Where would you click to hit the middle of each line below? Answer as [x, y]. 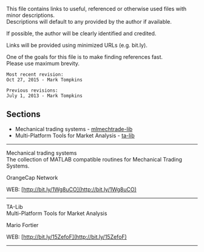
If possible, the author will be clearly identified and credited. [81, 33]
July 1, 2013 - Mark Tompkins [45, 96]
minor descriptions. [31, 15]
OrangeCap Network [32, 177]
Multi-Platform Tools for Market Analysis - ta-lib [75, 135]
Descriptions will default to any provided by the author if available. [89, 22]
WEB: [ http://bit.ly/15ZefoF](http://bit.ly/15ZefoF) [67, 237]
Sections [23, 114]
